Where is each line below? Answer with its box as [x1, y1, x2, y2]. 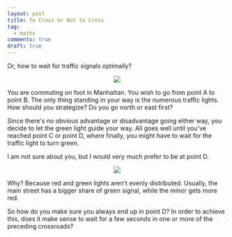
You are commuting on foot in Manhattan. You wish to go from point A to [7, 89, 215, 96]
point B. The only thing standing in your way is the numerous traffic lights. [7, 95, 219, 104]
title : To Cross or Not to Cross [7, 17, 105, 24]
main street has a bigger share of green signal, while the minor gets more [7, 186, 218, 194]
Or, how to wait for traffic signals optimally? [7, 62, 132, 70]
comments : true [7, 36, 52, 43]
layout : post [7, 10, 45, 17]
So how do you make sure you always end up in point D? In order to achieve [7, 207, 225, 215]
